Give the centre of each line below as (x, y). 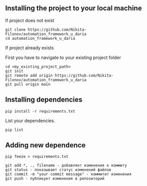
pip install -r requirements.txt (40, 111)
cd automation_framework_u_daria (40, 38)
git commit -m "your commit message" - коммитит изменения (68, 174)
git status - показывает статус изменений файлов (58, 170)
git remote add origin (29, 75)
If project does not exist (30, 20)
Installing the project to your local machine (73, 8)
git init (14, 71)
